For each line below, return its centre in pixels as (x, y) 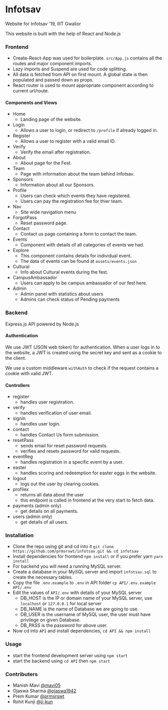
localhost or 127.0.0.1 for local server (61, 604)
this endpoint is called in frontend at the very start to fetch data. (87, 500)
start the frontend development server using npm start (70, 655)
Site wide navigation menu (48, 212)
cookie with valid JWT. (29, 373)
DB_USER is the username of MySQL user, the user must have (85, 615)
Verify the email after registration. (55, 152)
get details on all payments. (49, 511)
